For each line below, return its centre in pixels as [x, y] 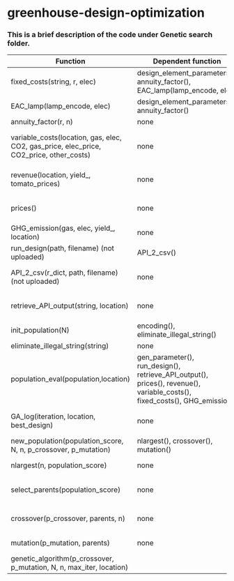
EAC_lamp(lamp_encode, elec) [61, 106]
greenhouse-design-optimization [106, 13]
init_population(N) [40, 331]
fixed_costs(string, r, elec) [53, 82]
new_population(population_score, [67, 441]
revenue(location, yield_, [51, 175]
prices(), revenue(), [169, 384]
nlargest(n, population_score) [59, 465]
